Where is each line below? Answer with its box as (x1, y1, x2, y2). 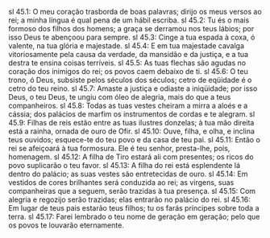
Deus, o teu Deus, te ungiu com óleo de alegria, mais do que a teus (8, 92, 231, 101)
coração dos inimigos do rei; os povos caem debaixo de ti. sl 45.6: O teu (8, 67, 248, 76)
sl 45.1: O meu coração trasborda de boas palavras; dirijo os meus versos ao (8, 7, 262, 16)
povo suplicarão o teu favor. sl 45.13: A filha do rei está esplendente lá (8, 161, 240, 170)
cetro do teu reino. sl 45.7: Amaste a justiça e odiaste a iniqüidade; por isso (8, 84, 258, 93)
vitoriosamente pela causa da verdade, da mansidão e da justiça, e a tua (8, 50, 248, 59)
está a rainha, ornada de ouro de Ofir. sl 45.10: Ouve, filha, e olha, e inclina (8, 126, 255, 136)
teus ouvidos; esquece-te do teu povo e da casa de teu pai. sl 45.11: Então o (8, 135, 260, 144)
